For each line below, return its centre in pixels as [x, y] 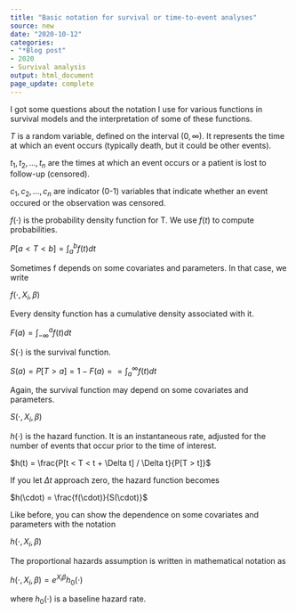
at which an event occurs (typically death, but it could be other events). [141, 145]
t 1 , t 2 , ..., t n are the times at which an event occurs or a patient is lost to [138, 163]
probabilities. [34, 230]
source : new [32, 26]
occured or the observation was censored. [88, 203]
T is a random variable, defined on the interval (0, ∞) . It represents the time [148, 135]
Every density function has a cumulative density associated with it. [132, 314]
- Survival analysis [48, 68]
